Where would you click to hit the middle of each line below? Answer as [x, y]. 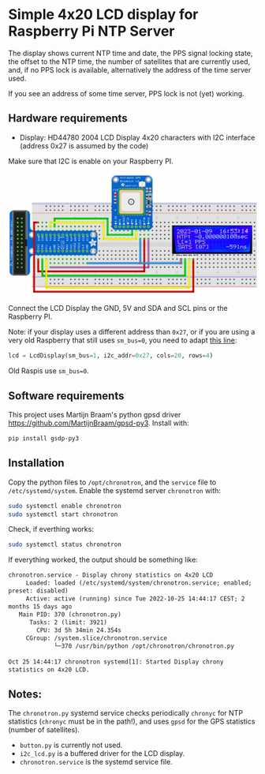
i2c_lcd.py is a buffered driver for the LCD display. [102, 753]
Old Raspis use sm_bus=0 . [49, 371]
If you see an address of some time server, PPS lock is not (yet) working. [126, 93]
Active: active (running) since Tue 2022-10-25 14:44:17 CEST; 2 [135, 599]
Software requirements [66, 396]
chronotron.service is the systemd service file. [96, 762]
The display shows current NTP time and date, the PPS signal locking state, [131, 53]
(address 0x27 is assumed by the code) [84, 146]
